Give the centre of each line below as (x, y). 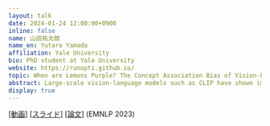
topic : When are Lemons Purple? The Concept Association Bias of (120, 75)
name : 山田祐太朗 (34, 38)
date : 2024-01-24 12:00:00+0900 (62, 23)
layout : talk (30, 16)
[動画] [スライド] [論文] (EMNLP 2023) (72, 114)
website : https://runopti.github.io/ (72, 68)
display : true (32, 90)
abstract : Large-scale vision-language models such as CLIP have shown (131, 83)
